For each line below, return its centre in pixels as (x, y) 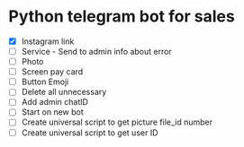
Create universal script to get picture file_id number (117, 122)
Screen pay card (52, 72)
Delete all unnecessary (64, 92)
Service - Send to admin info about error (96, 52)
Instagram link (48, 41)
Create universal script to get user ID (90, 133)
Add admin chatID (55, 102)
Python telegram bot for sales (122, 17)
